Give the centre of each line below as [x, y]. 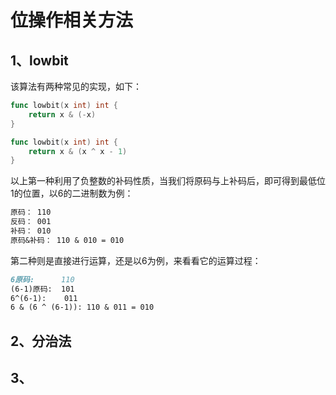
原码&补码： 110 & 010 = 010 [67, 240]
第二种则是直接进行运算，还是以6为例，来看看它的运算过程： [136, 260]
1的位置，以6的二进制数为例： [72, 193]
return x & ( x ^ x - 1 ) [78, 151]
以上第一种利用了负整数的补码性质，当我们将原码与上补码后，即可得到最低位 [168, 181]
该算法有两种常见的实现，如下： [76, 86]
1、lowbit [39, 60]
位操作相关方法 [72, 20]
